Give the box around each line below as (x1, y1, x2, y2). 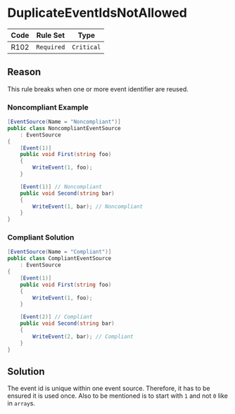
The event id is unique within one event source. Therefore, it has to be (7, 384, 210, 393)
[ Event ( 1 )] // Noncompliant (20, 183, 102, 190)
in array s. (7, 399, 35, 408)
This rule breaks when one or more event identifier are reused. (7, 84, 189, 93)
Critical (71, 43, 101, 51)
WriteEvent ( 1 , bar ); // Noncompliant (32, 202, 143, 210)
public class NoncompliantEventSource (7, 124, 121, 131)
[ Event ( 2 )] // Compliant (20, 313, 93, 321)
